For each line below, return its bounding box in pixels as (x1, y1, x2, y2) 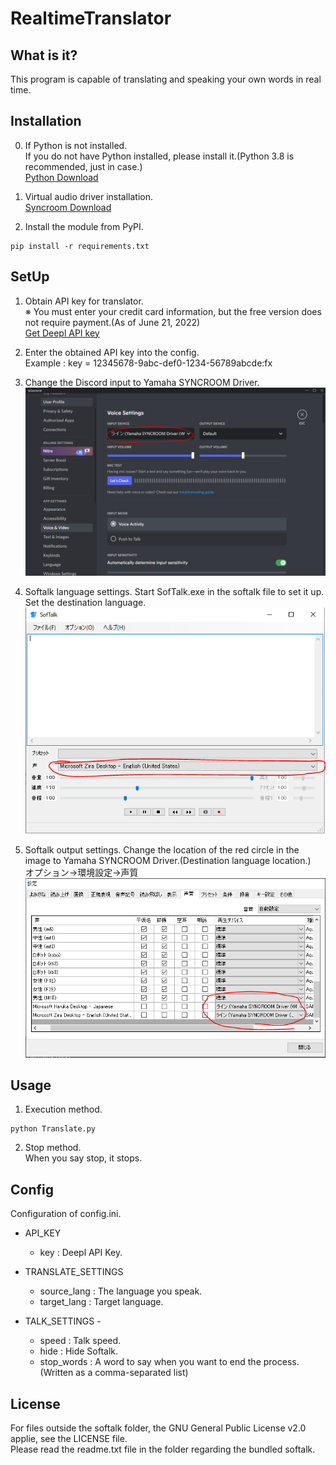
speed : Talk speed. (39, 1335, 122, 1347)
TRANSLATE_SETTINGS (24, 1266, 124, 1278)
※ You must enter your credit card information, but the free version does (24, 305, 322, 317)
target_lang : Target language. (39, 1296, 164, 1308)
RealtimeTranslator (10, 7, 172, 30)
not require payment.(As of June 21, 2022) (24, 316, 201, 328)
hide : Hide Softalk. (39, 1345, 119, 1357)
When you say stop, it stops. (24, 1152, 143, 1164)
